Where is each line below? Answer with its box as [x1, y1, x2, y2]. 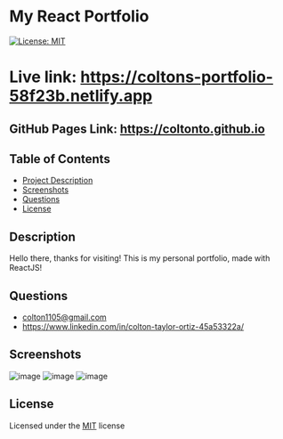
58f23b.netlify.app [9, 86, 153, 106]
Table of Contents [9, 151, 111, 167]
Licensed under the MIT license [9, 420, 125, 431]
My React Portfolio [9, 6, 150, 27]
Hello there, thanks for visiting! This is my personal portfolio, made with [9, 253, 271, 264]
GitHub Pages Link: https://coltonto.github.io [9, 121, 265, 136]
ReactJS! [9, 263, 43, 273]
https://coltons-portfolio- [79, 67, 274, 87]
